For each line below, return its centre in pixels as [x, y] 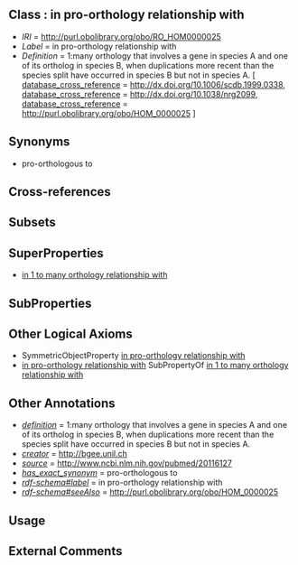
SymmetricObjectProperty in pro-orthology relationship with [133, 356]
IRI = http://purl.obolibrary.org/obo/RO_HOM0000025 [121, 36]
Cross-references [60, 192]
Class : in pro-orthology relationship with [126, 15]
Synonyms [39, 142]
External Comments [65, 551]
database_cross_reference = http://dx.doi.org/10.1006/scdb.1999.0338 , [154, 84]
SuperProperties [56, 253]
